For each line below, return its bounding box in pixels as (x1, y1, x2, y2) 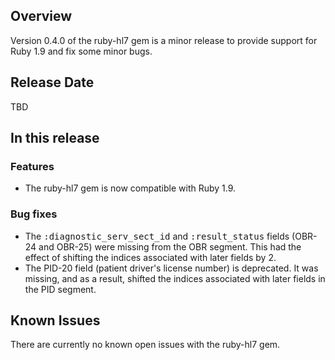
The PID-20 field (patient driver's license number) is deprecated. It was (24, 262, 319, 274)
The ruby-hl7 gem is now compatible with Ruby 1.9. (24, 182, 237, 194)
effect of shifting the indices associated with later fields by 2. (24, 251, 277, 263)
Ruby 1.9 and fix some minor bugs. (10, 45, 153, 57)
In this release (10, 130, 100, 147)
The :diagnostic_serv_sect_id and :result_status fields (24, 230, 290, 242)
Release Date (10, 74, 95, 91)
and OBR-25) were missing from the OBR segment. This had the (38, 240, 302, 253)
